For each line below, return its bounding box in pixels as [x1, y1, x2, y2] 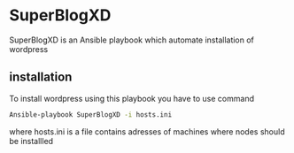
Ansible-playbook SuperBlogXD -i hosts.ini [9, 110, 173, 119]
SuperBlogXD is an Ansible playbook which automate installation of [9, 34, 255, 45]
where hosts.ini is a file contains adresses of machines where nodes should [9, 126, 285, 137]
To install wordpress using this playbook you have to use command [9, 93, 255, 103]
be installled [9, 135, 54, 146]
